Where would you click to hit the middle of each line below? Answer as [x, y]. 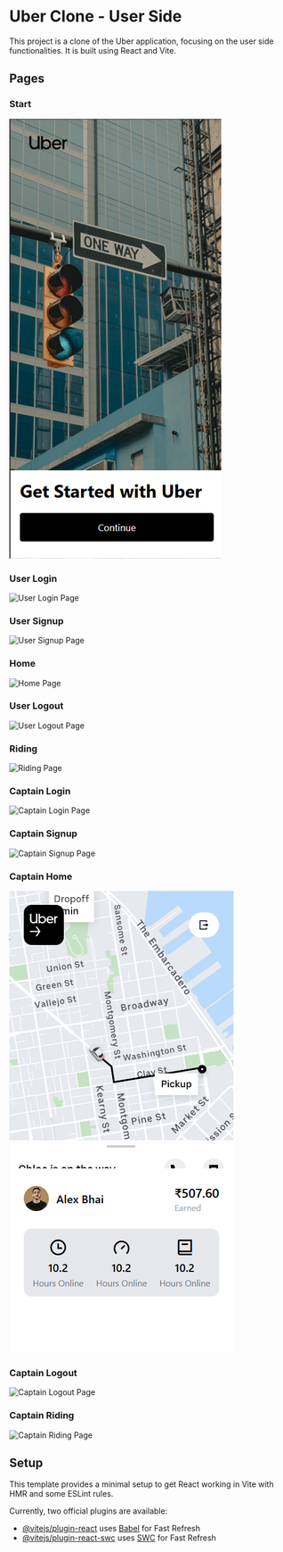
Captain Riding [42, 1415]
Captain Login [40, 792]
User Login [33, 578]
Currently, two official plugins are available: [89, 1511]
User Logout [36, 706]
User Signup [36, 620]
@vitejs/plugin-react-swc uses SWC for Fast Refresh [119, 1538]
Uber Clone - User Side [96, 17]
